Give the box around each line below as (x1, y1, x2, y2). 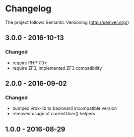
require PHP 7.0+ (12, 60, 47, 66)
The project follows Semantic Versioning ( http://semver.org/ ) (5, 19, 130, 25)
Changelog (5, 3, 52, 14)
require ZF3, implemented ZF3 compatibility (12, 65, 102, 71)
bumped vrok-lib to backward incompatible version (12, 105, 117, 111)
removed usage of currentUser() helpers (12, 111, 95, 117)
